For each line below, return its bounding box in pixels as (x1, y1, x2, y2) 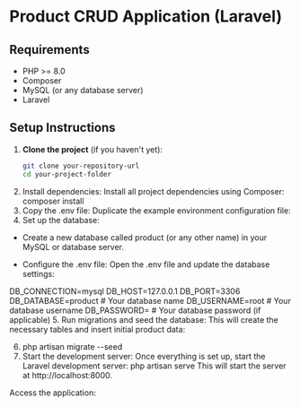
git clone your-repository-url (22, 161, 140, 170)
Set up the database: (22, 214, 101, 225)
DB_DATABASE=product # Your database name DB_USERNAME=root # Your (9, 295, 292, 306)
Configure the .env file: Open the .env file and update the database (22, 258, 270, 270)
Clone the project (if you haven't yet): (22, 143, 163, 154)
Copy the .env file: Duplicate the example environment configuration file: (22, 204, 291, 216)
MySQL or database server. (22, 241, 124, 252)
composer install (22, 195, 84, 206)
